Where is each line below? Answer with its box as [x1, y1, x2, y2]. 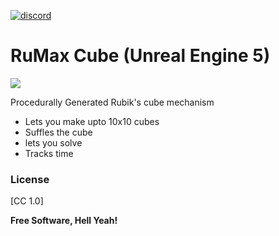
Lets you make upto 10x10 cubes [24, 115, 160, 127]
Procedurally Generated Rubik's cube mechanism [10, 96, 215, 108]
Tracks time [24, 147, 74, 159]
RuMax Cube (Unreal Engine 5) [10, 45, 271, 67]
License [10, 172, 50, 186]
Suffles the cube [24, 126, 93, 138]
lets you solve [24, 136, 83, 149]
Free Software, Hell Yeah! [10, 215, 118, 227]
